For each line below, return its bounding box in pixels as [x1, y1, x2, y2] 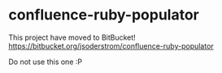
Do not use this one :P [8, 57, 83, 67]
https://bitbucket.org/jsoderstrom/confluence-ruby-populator [8, 41, 214, 50]
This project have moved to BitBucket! [8, 32, 136, 42]
